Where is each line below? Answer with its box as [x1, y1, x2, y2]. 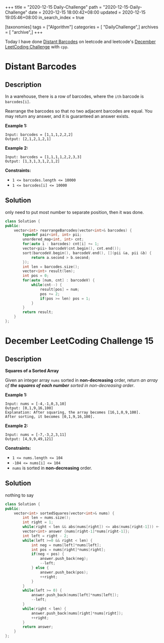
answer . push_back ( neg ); [40, 556, 89, 561]
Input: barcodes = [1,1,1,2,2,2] [5, 132, 73, 137]
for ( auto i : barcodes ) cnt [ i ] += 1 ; [22, 242, 100, 247]
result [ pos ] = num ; [40, 287, 80, 292]
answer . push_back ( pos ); [40, 570, 89, 574]
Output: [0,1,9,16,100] [5, 406, 54, 411]
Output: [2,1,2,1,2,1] [5, 137, 51, 141]
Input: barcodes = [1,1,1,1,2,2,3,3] [5, 155, 82, 160]
